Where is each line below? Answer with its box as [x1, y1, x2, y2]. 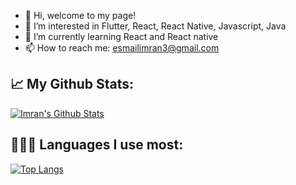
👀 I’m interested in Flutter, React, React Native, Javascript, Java [24, 20, 287, 32]
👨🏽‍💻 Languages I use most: [10, 136, 184, 154]
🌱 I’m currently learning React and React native [24, 31, 219, 42]
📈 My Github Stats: [10, 76, 135, 93]
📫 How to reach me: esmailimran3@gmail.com [24, 42, 220, 54]
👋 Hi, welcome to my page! [24, 10, 137, 21]
